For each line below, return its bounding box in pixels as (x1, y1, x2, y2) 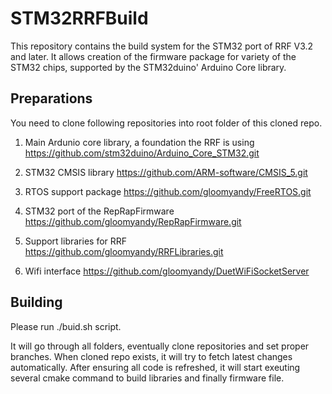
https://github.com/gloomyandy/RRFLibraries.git (24, 245, 224, 257)
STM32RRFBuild (10, 7, 149, 30)
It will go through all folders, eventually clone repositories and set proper (10, 340, 310, 352)
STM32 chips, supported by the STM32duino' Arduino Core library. (10, 61, 287, 73)
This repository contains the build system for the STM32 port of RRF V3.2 (10, 40, 314, 52)
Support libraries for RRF (24, 235, 128, 247)
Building (10, 294, 63, 311)
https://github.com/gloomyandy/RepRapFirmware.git (24, 215, 242, 227)
